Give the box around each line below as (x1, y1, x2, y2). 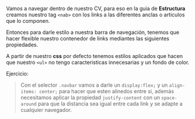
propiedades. (6, 41, 38, 48)
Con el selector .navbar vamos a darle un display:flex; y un (20, 81, 169, 89)
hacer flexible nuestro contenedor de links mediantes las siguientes (6, 35, 170, 42)
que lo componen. (6, 18, 51, 24)
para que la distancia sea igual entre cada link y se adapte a (38, 100, 183, 107)
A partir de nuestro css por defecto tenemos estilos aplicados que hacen (6, 53, 183, 59)
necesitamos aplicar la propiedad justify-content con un (20, 94, 160, 101)
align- (169, 83, 185, 89)
